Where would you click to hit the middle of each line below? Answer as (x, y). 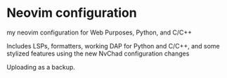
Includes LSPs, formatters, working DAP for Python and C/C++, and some (113, 46)
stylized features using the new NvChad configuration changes (98, 53)
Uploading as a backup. (41, 67)
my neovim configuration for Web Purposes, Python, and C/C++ (99, 32)
